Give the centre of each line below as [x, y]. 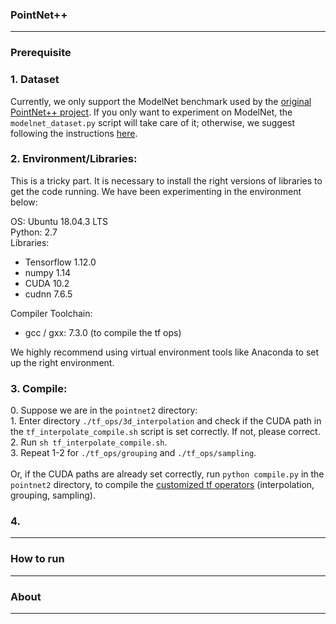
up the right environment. [62, 362]
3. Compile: [39, 388]
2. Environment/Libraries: [74, 159]
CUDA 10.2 [47, 283]
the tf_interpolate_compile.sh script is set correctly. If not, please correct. [165, 432]
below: [24, 202]
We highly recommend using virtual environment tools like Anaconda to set [165, 352]
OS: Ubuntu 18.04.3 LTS [59, 221]
